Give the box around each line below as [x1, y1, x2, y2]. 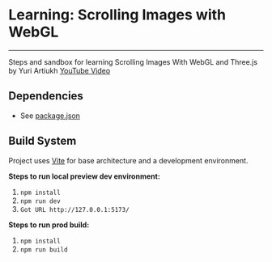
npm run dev [19, 196, 61, 205]
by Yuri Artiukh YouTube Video [8, 65, 111, 75]
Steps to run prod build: [8, 220, 90, 230]
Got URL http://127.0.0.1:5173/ [19, 205, 130, 213]
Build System [8, 134, 77, 148]
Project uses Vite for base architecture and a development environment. [8, 155, 249, 165]
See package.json [19, 111, 81, 120]
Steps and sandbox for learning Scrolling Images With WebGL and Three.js [8, 57, 257, 66]
